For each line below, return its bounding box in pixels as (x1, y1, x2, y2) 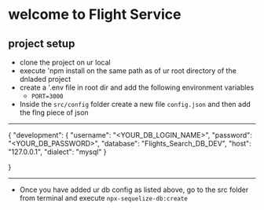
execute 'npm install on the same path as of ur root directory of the (19, 66, 237, 76)
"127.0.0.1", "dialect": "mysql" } (8, 147, 108, 157)
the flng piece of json (19, 108, 89, 117)
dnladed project (19, 75, 71, 83)
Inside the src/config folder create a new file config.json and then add (19, 100, 251, 109)
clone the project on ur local (19, 57, 112, 67)
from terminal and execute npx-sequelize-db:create (19, 193, 189, 202)
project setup (8, 37, 75, 50)
